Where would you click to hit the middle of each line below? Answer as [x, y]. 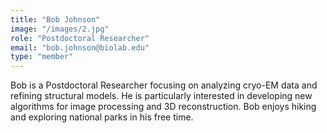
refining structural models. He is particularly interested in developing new [161, 96]
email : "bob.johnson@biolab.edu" [80, 47]
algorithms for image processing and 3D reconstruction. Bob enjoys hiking [163, 107]
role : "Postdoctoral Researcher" [80, 38]
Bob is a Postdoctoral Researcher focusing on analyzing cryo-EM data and [164, 85]
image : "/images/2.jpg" [60, 29]
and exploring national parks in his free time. [102, 117]
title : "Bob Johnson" [55, 19]
